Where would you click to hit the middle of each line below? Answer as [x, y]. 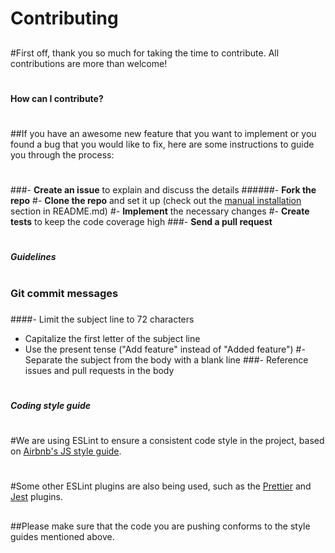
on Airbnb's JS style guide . [66, 451]
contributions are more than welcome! [89, 63]
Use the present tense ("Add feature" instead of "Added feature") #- [165, 349]
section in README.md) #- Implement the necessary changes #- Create [160, 211]
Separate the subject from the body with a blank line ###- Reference [166, 359]
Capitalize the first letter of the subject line [112, 338]
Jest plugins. [36, 497]
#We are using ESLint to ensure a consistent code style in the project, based [167, 441]
